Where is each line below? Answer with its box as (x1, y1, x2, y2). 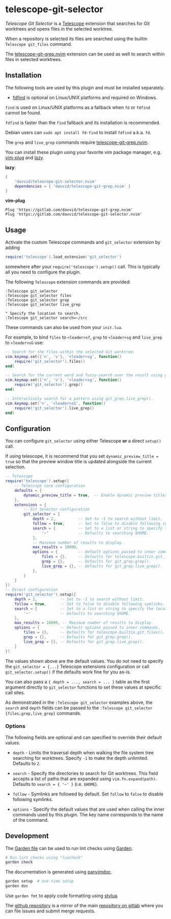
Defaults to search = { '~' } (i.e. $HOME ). (12, 781, 98, 787)
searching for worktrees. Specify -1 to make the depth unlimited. (12, 755, 149, 761)
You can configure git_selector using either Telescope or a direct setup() (5, 438, 161, 444)
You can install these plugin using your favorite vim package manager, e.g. (5, 149, 162, 155)
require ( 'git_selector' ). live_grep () (14, 405, 95, 410)
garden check (5, 859, 33, 865)
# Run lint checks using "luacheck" (5, 855, 83, 860)
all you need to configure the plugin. (5, 269, 81, 275)
